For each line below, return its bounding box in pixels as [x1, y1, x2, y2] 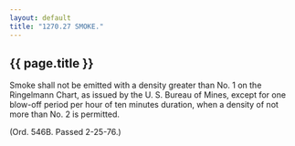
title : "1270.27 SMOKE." [9, 22, 104, 31]
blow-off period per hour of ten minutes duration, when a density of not [9, 99, 279, 110]
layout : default [9, 13, 71, 23]
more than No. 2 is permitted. [9, 109, 121, 120]
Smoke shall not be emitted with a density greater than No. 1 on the [9, 79, 262, 91]
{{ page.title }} [9, 56, 94, 71]
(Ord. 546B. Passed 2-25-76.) [9, 127, 121, 138]
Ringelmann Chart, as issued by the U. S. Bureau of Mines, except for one [9, 89, 286, 100]
